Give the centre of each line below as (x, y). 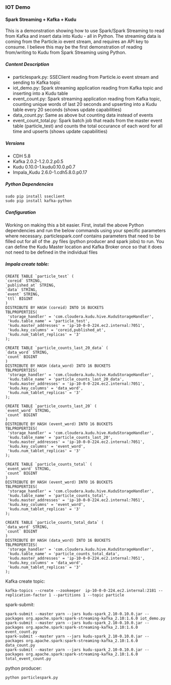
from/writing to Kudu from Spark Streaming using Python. (66, 53)
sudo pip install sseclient (35, 196)
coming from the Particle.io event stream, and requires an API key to (77, 41)
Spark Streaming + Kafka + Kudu (41, 19)
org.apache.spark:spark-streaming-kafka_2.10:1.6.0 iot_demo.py (96, 618)
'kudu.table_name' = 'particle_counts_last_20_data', (66, 379)
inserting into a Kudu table (40, 94)
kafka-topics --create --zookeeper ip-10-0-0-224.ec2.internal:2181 (81, 590)
